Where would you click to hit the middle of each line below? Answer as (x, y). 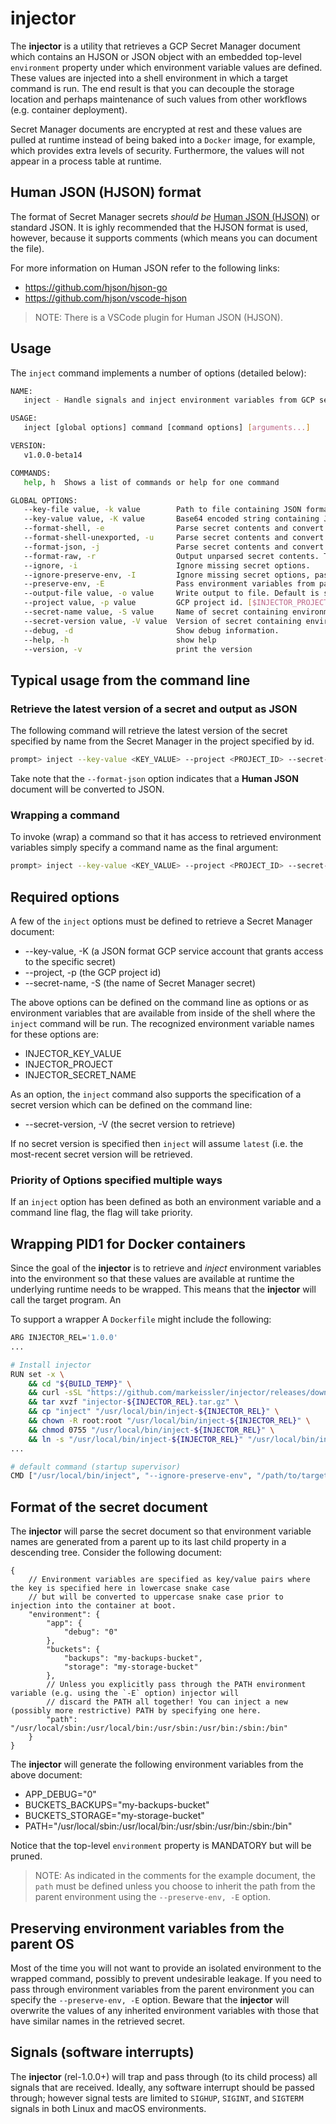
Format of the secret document (109, 1507)
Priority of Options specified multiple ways (116, 1180)
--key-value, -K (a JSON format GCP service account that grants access (174, 951)
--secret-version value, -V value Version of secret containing (162, 621)
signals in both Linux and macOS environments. (108, 2108)
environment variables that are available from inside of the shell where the (163, 1013)
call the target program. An (66, 1300)
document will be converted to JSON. (87, 789)
